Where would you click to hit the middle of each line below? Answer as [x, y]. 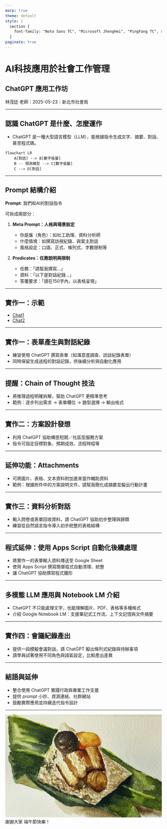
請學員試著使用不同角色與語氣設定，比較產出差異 [62, 655]
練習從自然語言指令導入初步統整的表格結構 [56, 526]
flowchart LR [19, 153]
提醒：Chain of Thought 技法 [50, 383]
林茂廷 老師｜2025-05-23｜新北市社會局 [47, 102]
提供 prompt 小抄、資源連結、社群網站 [51, 696]
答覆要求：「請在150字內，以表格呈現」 [59, 281]
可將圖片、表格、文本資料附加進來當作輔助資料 [60, 478]
